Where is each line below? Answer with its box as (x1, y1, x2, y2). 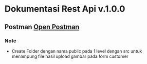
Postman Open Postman (4, 23, 80, 31)
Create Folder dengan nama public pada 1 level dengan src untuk (11, 48, 142, 54)
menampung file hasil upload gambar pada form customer (11, 53, 129, 59)
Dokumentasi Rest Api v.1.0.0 (4, 3, 125, 15)
